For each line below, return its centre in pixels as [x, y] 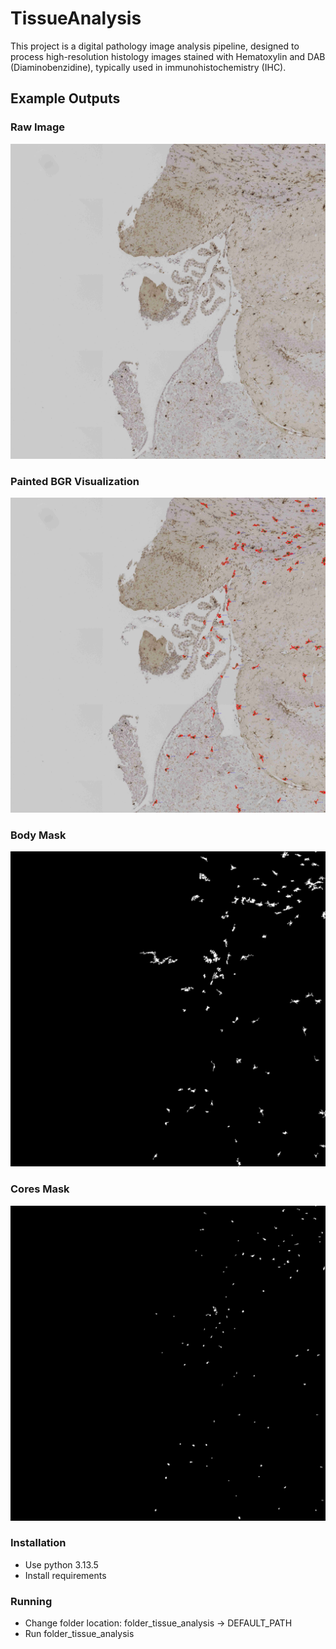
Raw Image [38, 127]
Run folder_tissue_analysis [79, 1634]
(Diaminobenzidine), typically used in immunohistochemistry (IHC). [148, 67]
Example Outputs [65, 98]
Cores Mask [40, 1189]
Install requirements [65, 1575]
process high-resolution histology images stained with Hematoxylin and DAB [168, 56]
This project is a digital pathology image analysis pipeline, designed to [155, 46]
